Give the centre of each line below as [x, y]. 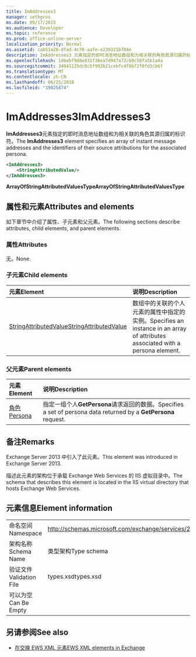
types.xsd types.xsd [75, 576]
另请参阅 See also [37, 633]
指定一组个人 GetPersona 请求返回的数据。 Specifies [113, 404]
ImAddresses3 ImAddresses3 [78, 117]
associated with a [156, 343]
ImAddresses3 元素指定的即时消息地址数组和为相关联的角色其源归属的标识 [96, 134]
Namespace [26, 533]
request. [54, 420]
